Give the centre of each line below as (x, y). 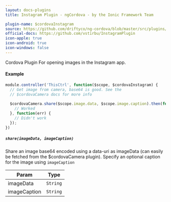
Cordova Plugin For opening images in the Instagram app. (66, 62)
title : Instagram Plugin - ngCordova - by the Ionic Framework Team (79, 15)
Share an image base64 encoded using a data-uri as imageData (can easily (84, 151)
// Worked (25, 109)
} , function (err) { (31, 114)
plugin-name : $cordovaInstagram (39, 24)
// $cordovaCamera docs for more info (51, 94)
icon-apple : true (24, 38)
